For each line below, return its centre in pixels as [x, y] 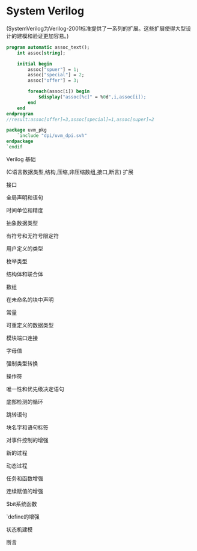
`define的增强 [23, 516]
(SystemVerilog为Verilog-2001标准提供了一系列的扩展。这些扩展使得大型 [96, 28]
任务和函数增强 [25, 478]
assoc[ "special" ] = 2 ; [56, 75]
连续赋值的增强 [25, 491]
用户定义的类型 [25, 248]
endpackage [20, 142]
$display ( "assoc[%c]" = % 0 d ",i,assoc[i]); [92, 97]
